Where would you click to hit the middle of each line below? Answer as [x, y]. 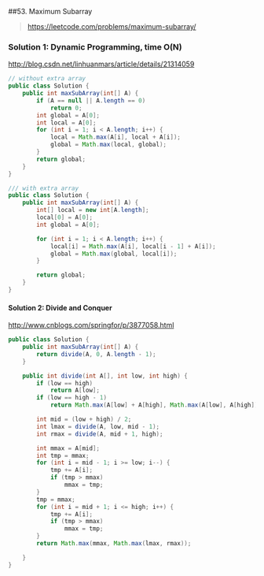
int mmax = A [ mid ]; [68, 448]
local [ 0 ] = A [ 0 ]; [64, 217]
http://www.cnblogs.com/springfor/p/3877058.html [91, 325]
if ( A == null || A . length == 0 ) [91, 100]
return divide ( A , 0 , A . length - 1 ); [96, 354]
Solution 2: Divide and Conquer [60, 307]
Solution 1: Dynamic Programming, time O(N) [95, 46]
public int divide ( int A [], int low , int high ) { [105, 376]
